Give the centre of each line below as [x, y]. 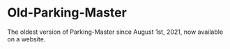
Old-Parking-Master [67, 13]
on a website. [26, 39]
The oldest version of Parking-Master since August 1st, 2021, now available [115, 32]
